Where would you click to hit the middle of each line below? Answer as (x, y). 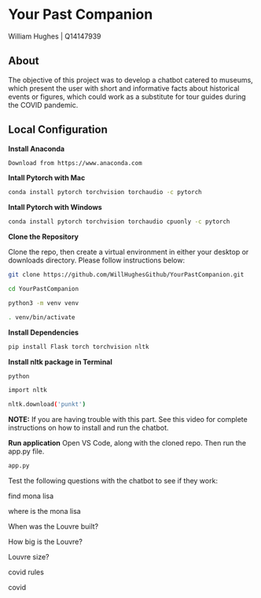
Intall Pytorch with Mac (47, 178)
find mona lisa (31, 496)
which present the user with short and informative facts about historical (124, 88)
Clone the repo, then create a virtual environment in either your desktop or (129, 252)
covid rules (26, 572)
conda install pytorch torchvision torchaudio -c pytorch (105, 193)
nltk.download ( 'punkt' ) (47, 405)
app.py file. (26, 451)
